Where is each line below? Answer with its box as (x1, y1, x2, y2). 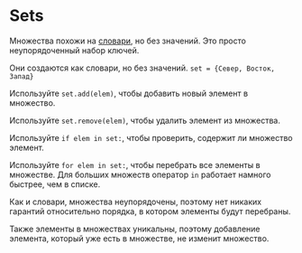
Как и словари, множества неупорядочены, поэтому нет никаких (9, 196, 262, 207)
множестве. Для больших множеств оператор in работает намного (9, 169, 271, 180)
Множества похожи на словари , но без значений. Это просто (9, 35, 246, 46)
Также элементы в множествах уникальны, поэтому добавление (9, 223, 261, 234)
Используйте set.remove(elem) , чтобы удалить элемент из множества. (9, 115, 281, 126)
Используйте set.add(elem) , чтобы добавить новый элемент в (9, 88, 249, 98)
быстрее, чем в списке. (9, 178, 101, 190)
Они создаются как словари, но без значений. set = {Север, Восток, (9, 62, 275, 73)
